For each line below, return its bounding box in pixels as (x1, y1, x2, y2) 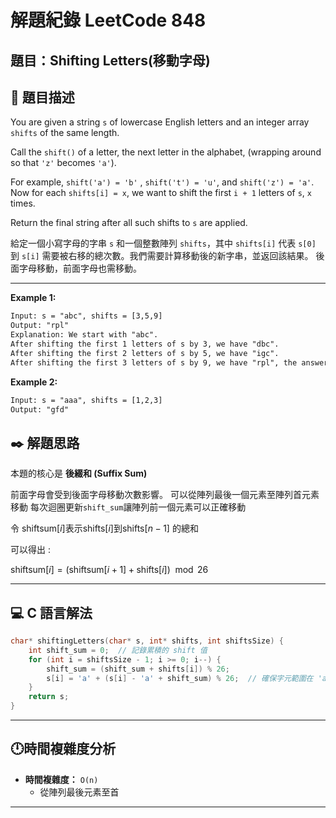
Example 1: (10, 292, 57, 304)
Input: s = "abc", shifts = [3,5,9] (10, 311, 163, 321)
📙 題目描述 (10, 89, 75, 106)
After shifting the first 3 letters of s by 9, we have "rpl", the (10, 357, 298, 368)
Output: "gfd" (10, 404, 70, 415)
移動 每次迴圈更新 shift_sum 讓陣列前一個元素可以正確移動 (10, 501, 247, 513)
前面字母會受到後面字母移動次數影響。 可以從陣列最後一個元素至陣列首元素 (10, 489, 320, 501)
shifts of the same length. (10, 127, 120, 139)
